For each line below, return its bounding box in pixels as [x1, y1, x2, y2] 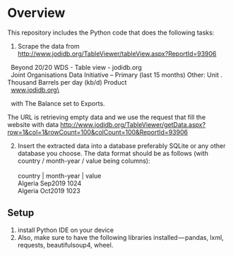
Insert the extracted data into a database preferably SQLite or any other [17, 141, 226, 150]
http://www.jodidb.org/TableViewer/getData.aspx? [59, 120, 206, 128]
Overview [7, 5, 66, 21]
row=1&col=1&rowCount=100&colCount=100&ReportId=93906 [7, 128, 189, 136]
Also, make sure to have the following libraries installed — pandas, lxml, [17, 233, 224, 241]
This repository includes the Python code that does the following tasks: [7, 28, 215, 37]
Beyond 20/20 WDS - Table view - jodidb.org [10, 63, 143, 71]
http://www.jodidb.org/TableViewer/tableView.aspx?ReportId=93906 [17, 49, 217, 58]
